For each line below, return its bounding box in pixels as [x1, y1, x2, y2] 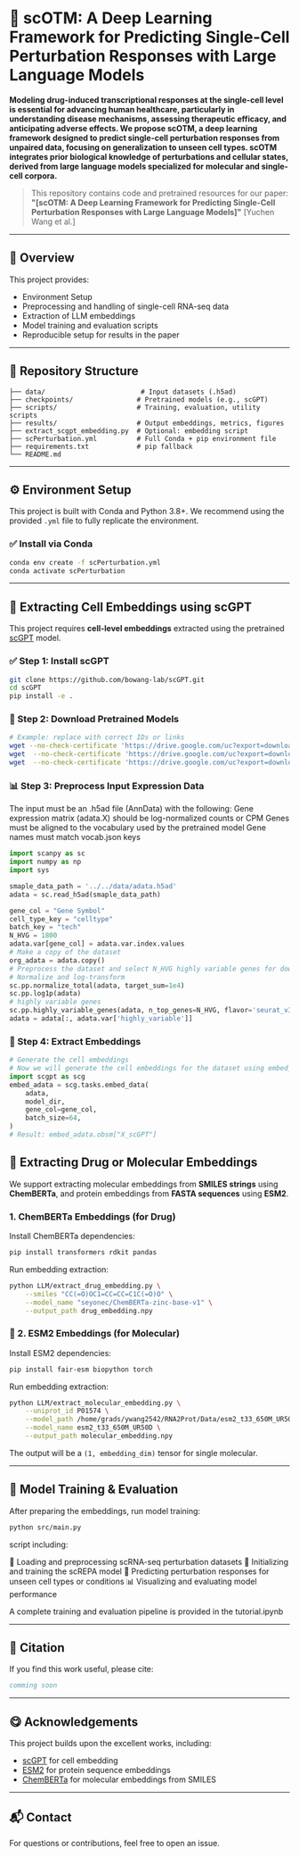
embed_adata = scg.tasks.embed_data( [9, 1080, 149, 1089]
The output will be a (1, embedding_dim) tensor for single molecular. [9, 1447, 258, 1458]
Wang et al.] [30, 216, 76, 227]
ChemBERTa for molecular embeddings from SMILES [21, 1774, 216, 1785]
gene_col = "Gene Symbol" [9, 906, 105, 915]
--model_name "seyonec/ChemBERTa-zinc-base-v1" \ [25, 1298, 214, 1307]
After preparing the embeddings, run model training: [9, 1505, 201, 1516]
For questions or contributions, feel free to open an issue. [9, 1837, 220, 1848]
